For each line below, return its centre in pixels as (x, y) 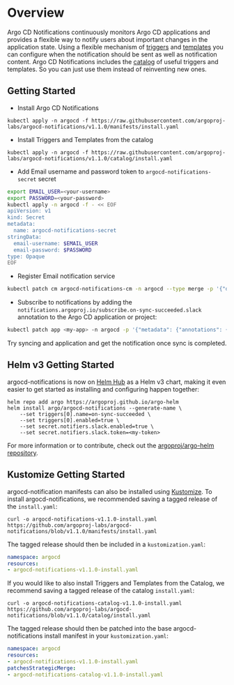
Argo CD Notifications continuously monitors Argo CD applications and (109, 32)
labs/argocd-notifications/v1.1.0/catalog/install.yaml (90, 158)
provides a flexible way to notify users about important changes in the (108, 39)
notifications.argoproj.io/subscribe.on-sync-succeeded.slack (109, 310)
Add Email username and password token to (81, 171)
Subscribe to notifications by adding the (75, 302)
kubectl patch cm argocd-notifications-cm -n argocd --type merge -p (110, 289)
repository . (23, 453)
